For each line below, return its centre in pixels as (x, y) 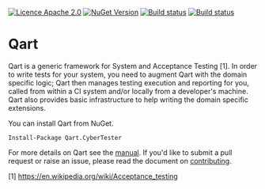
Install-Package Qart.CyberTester (65, 138)
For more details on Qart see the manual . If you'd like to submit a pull (120, 152)
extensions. (27, 108)
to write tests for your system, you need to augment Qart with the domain (128, 74)
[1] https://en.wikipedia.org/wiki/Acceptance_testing (93, 176)
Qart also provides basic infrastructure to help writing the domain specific (129, 100)
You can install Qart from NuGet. (61, 123)
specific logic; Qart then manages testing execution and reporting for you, (129, 82)
